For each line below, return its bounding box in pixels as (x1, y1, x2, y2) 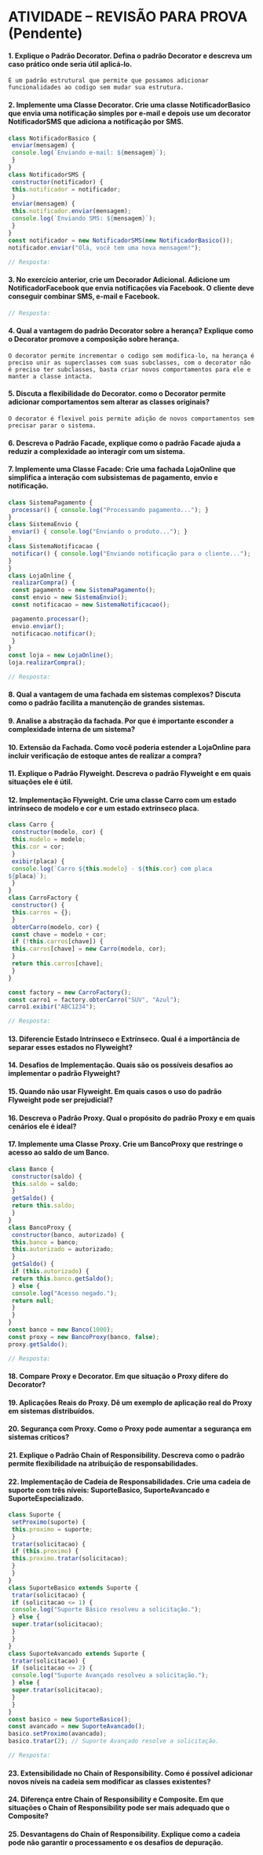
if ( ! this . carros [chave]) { (11, 938, 104, 946)
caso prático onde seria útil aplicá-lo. (8, 59, 133, 68)
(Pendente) (8, 24, 83, 42)
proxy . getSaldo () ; (8, 1340, 68, 1348)
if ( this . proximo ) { (11, 1547, 79, 1555)
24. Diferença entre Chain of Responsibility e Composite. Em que (8, 1795, 224, 1804)
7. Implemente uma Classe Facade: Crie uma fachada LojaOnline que (8, 464, 236, 474)
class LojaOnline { (8, 572, 72, 580)
